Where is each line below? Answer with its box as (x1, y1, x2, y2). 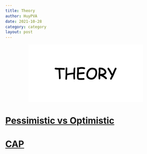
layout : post (5, 29, 33, 35)
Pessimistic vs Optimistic (5, 115, 114, 127)
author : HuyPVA (5, 13, 38, 19)
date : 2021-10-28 (5, 19, 42, 24)
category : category (5, 24, 47, 29)
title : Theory (5, 8, 36, 13)
